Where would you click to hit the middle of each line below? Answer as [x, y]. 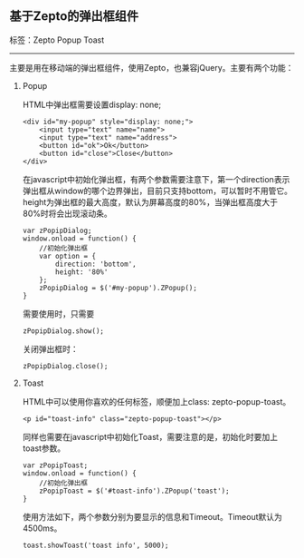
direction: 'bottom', [96, 264]
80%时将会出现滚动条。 [67, 213]
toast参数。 [44, 448]
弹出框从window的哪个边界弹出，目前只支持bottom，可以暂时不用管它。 [157, 191]
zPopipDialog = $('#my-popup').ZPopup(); [118, 288]
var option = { [68, 256]
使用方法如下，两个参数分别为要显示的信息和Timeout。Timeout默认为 [152, 516]
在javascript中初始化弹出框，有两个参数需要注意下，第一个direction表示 [156, 179]
